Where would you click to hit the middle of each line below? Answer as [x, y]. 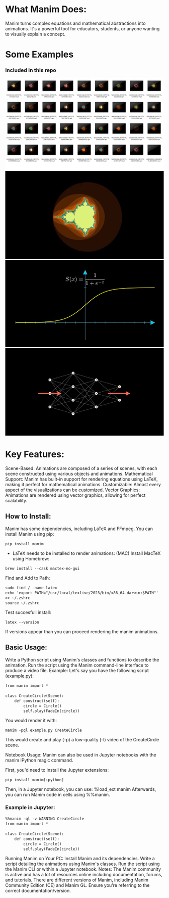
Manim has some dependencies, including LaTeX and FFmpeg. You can [79, 529]
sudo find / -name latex [31, 588]
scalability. [16, 500]
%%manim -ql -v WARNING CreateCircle [45, 819]
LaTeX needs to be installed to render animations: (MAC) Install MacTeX [87, 553]
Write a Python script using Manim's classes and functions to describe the [82, 659]
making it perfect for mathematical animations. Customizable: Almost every [83, 484]
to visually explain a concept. [35, 34]
